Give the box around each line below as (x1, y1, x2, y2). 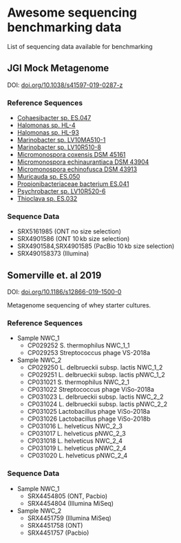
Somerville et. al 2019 (7, 269, 102, 281)
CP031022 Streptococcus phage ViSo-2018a (27, 385, 155, 394)
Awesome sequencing (7, 5, 138, 21)
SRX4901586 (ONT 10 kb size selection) (17, 235, 130, 243)
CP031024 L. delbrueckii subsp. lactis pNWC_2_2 (27, 400, 167, 408)
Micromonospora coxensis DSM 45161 (17, 151, 126, 159)
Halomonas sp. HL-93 (17, 128, 79, 137)
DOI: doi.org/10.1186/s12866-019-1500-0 (7, 288, 122, 296)
